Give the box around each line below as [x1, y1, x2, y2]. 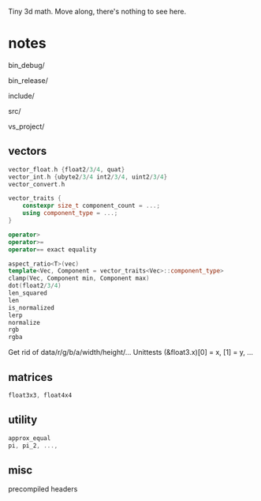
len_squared [8, 289, 47, 297]
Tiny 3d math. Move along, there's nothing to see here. [8, 7, 187, 16]
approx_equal [8, 434, 51, 442]
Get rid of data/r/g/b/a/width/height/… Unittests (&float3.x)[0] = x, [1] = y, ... [8, 348, 254, 357]
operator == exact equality [8, 245, 97, 254]
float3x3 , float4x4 [8, 391, 73, 399]
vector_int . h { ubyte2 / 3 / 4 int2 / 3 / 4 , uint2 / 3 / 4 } [8, 173, 168, 181]
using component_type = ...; [22, 209, 118, 217]
